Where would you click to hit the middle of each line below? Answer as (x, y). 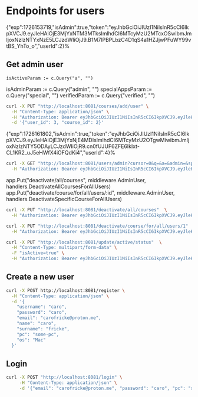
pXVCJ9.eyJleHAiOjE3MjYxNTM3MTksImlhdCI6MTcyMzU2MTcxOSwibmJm (99, 33)
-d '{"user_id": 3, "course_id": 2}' (58, 123)
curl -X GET (21, 163)
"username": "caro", (42, 307)
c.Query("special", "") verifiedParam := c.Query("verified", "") (80, 95)
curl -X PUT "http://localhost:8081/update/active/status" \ (84, 242)
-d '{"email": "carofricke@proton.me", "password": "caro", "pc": (102, 388)
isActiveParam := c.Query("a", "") (50, 78)
